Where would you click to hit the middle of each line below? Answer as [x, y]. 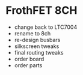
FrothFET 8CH [41, 10]
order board [29, 59]
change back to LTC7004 [46, 27]
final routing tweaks [39, 52]
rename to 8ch [32, 33]
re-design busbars [37, 40]
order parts [28, 65]
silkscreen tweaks [37, 46]
